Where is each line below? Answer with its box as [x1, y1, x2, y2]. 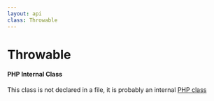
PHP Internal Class [7, 70, 63, 79]
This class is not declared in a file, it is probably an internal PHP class [7, 85, 207, 94]
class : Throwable [7, 17, 58, 24]
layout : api [7, 10, 42, 17]
